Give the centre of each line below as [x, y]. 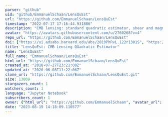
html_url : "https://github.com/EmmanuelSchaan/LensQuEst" [67, 61]
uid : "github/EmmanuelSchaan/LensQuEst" [48, 14]
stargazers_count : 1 [27, 84]
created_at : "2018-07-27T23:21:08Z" [43, 65]
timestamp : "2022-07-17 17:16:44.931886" [49, 24]
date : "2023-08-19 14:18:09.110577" [43, 107]
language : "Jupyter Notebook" [37, 93]
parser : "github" [23, 10]
